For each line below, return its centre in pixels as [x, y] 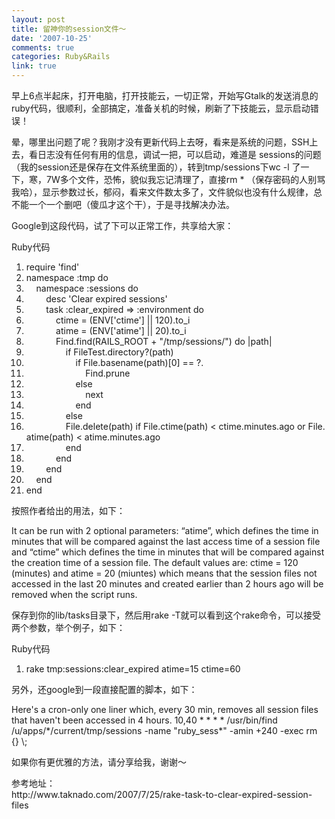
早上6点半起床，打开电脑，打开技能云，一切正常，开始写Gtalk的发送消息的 [165, 95]
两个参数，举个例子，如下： [68, 627]
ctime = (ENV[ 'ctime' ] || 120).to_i [123, 320]
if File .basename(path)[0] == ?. [139, 362]
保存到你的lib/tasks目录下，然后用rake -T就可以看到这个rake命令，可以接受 [166, 615]
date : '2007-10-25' [52, 38]
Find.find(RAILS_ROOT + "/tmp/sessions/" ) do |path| [164, 341]
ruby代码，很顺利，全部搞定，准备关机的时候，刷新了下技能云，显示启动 [161, 108]
